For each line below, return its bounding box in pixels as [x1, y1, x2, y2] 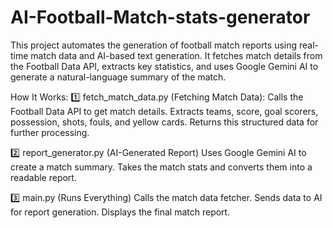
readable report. [10, 171, 77, 183]
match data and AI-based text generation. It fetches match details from [30, 49, 323, 61]
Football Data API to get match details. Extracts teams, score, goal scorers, [10, 105, 319, 117]
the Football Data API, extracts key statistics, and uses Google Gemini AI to [10, 60, 319, 72]
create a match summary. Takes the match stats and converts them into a [10, 161, 313, 173]
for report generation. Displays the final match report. [10, 206, 231, 218]
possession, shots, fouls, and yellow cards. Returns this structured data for [10, 116, 319, 128]
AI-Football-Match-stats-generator [10, 6, 311, 29]
